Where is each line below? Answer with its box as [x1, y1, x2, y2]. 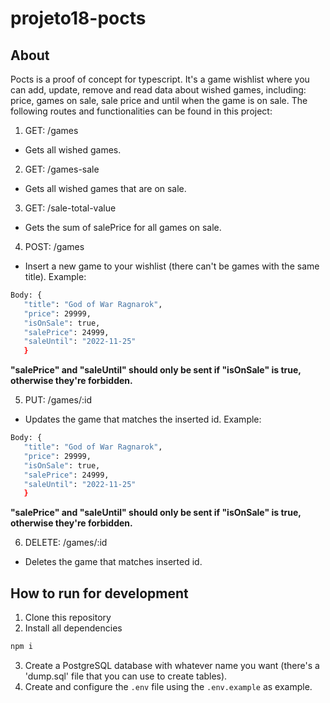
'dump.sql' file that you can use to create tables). [24, 670, 228, 682]
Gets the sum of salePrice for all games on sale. [24, 222, 222, 233]
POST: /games [24, 241, 85, 252]
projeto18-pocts [10, 7, 147, 30]
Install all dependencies [24, 622, 123, 634]
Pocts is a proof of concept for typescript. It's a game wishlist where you [10, 73, 310, 85]
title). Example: [24, 271, 87, 282]
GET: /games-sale [24, 163, 100, 175]
